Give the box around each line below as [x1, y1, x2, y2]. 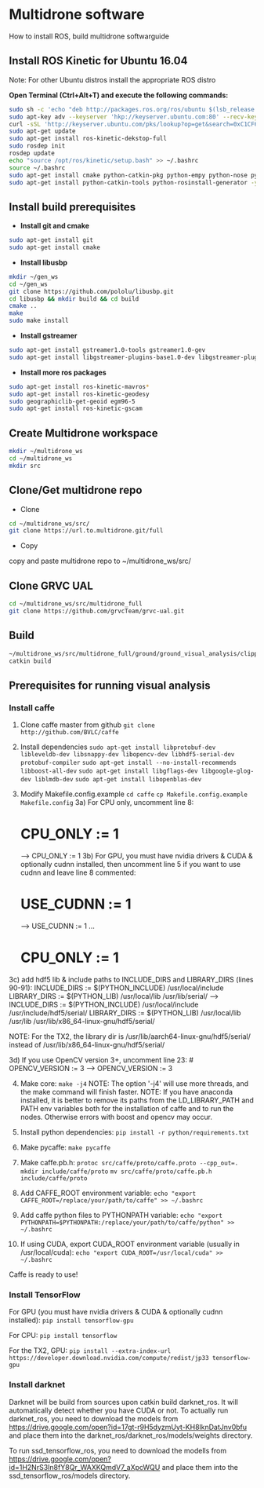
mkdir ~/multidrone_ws [9, 448, 83, 455]
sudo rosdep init [9, 142, 66, 150]
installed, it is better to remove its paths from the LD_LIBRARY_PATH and [20, 1095, 254, 1105]
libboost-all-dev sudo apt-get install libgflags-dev [20, 767, 198, 775]
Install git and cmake [20, 221, 89, 231]
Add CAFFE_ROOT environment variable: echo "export [20, 1188, 197, 1197]
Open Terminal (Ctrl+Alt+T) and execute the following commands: [9, 90, 229, 100]
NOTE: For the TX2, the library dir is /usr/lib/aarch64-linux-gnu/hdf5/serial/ [9, 1031, 251, 1041]
